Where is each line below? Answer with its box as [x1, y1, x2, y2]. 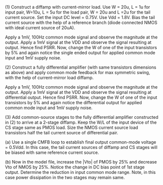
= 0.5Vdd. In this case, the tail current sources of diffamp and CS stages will [5, 145, 158, 150]
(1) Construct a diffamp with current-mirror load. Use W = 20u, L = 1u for [5, 4, 150, 10]
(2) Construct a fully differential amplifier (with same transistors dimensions [5, 64, 157, 70]
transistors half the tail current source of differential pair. [5, 130, 118, 135]
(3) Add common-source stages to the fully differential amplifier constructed [5, 114, 159, 120]
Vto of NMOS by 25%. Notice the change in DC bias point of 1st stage [5, 164, 145, 170]
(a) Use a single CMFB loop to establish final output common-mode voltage [5, 139, 157, 145]
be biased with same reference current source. [5, 149, 99, 155]
